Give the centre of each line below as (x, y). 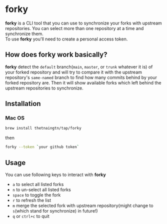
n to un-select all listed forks (41, 189)
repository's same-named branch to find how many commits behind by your (81, 77)
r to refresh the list (32, 200)
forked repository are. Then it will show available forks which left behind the (83, 82)
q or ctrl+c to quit (31, 216)
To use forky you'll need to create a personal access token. (66, 39)
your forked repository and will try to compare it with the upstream (74, 72)
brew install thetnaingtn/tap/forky (43, 128)
